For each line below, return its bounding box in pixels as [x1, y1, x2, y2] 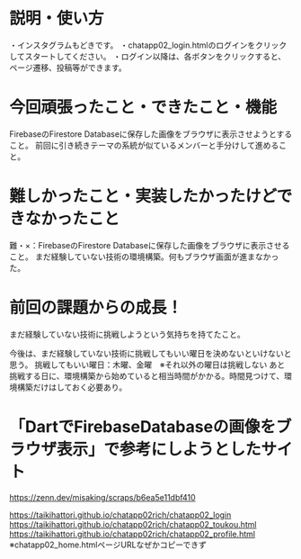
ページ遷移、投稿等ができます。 [9, 62, 128, 73]
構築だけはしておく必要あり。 [16, 382, 128, 392]
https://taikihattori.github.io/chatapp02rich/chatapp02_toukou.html [9, 518, 257, 529]
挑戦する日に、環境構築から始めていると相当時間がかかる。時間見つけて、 [9, 370, 285, 381]
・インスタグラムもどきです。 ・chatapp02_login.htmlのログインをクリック [9, 40, 288, 50]
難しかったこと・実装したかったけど [9, 186, 277, 207]
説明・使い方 [9, 8, 105, 29]
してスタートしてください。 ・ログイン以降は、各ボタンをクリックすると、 [9, 50, 287, 61]
